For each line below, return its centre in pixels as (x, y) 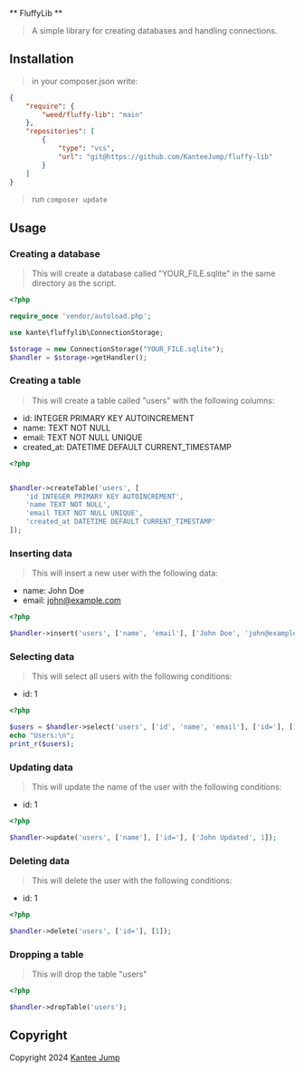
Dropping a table (47, 954)
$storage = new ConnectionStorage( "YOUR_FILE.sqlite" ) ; (117, 349)
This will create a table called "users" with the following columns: (153, 400)
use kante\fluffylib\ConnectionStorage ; (87, 332)
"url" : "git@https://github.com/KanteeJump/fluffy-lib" (165, 157)
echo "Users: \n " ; (42, 736)
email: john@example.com (72, 600)
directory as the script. (74, 283)
